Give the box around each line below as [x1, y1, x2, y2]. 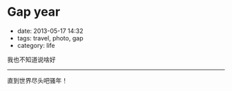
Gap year [7, 4, 61, 20]
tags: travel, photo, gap [17, 34, 84, 42]
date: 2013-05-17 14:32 [17, 27, 84, 35]
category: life [17, 41, 55, 49]
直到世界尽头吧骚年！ [7, 76, 68, 84]
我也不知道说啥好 [7, 55, 56, 64]
